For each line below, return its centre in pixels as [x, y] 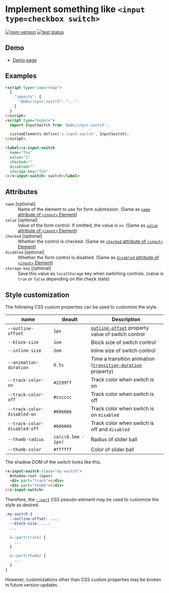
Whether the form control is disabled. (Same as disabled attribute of [89, 258]
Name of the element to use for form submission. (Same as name [84, 209]
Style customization [37, 295]
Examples [21, 76]
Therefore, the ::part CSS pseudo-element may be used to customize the [82, 500]
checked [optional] [24, 236]
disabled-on [22, 414]
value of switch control [118, 334]
